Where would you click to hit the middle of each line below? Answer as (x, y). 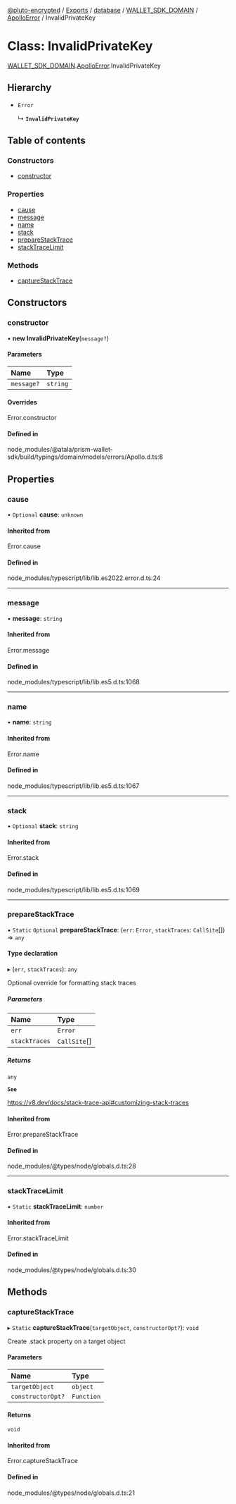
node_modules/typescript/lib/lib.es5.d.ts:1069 (74, 889)
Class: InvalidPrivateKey (80, 46)
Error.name (24, 754)
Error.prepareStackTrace (43, 1135)
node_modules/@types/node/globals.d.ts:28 (72, 1166)
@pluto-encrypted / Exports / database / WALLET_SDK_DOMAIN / (103, 10)
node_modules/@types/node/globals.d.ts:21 (71, 1493)
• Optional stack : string (43, 826)
